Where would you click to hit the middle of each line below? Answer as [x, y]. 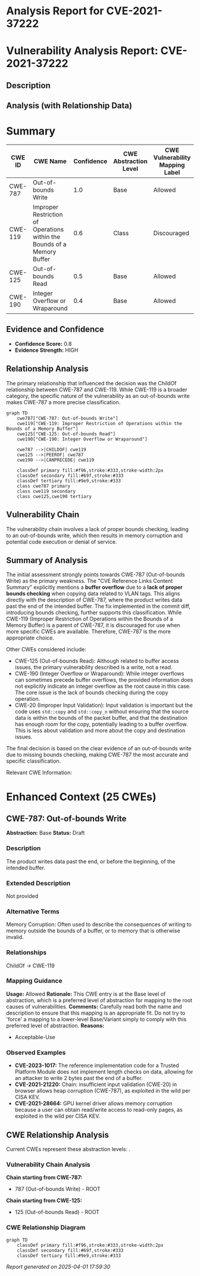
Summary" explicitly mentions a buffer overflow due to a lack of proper [94, 587]
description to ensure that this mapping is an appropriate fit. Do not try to [96, 1013]
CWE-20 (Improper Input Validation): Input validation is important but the [104, 705]
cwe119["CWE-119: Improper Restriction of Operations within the [100, 423]
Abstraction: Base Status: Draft [46, 833]
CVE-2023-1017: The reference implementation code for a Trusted [97, 1066]
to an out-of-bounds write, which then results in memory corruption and [95, 535]
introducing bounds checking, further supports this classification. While [94, 613]
